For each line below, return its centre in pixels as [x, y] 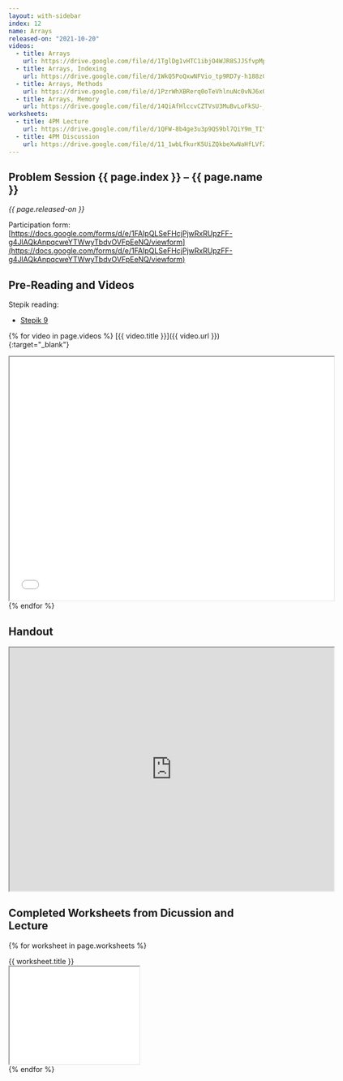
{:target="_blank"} [39, 345]
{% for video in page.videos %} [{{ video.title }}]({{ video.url [109, 336]
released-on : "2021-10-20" [54, 39]
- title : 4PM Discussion [58, 136]
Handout [31, 631]
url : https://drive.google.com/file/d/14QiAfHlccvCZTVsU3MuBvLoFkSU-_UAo [150, 106]
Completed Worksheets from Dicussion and [121, 913]
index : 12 [25, 24]
